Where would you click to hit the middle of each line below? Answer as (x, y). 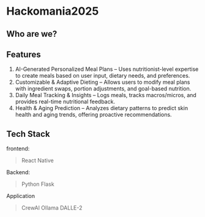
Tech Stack (28, 134)
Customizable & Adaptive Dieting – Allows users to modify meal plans (102, 82)
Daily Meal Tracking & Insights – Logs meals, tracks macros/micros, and (106, 95)
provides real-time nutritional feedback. (65, 101)
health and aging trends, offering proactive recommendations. (94, 115)
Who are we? (32, 34)
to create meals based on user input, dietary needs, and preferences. (102, 76)
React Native (37, 161)
